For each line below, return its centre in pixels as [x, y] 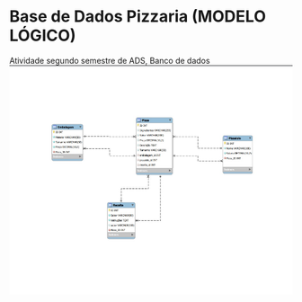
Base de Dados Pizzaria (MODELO [138, 17]
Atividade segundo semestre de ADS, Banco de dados [110, 60]
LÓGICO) [43, 36]
